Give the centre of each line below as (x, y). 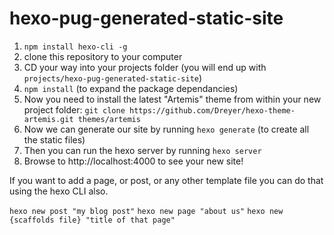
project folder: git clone (74, 109)
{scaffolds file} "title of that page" (92, 220)
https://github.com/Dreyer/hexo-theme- (212, 110)
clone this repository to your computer (103, 56)
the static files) (54, 139)
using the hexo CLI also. (59, 191)
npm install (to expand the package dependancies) (131, 88)
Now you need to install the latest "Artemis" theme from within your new (172, 99)
